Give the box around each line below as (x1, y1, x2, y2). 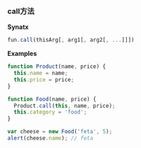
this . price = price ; (13, 76, 74, 83)
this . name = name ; (13, 69, 69, 77)
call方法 (7, 6, 35, 16)
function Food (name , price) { (7, 96, 97, 103)
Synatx (7, 23, 29, 31)
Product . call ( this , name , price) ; (13, 102, 115, 109)
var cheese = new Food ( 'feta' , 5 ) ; (7, 128, 113, 135)
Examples (7, 50, 38, 58)
